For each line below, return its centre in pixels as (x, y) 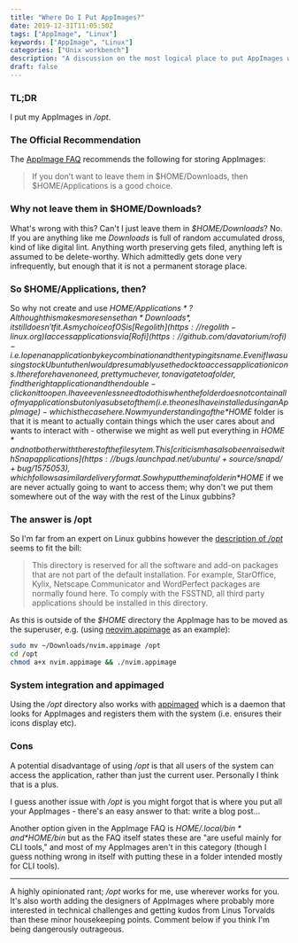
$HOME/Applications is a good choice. (102, 186)
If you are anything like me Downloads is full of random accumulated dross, (148, 238)
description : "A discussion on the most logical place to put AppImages (147, 58)
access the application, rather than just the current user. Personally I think (145, 775)
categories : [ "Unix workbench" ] (69, 51)
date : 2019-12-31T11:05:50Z (62, 26)
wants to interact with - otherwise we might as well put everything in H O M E (148, 431)
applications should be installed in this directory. (120, 603)
